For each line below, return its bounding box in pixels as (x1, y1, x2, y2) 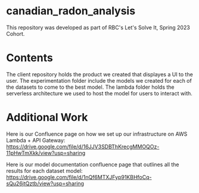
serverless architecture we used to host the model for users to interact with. (6, 89, 192, 96)
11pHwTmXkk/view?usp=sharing (6, 149, 86, 156)
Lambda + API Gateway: (6, 136, 66, 144)
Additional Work (6, 111, 88, 124)
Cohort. (6, 30, 25, 37)
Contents (6, 51, 54, 65)
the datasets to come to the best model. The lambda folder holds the (6, 83, 175, 91)
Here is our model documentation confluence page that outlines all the (6, 161, 179, 168)
